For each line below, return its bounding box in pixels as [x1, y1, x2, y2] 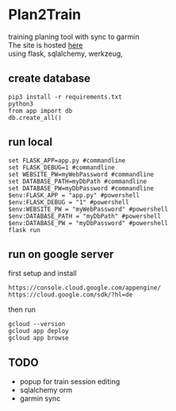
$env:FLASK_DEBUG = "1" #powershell [8, 198, 129, 206]
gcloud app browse [8, 334, 69, 343]
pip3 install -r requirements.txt [8, 93, 123, 101]
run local [8, 135, 53, 149]
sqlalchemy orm [19, 386, 73, 395]
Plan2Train [8, 6, 82, 24]
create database [8, 72, 91, 85]
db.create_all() [8, 114, 62, 122]
